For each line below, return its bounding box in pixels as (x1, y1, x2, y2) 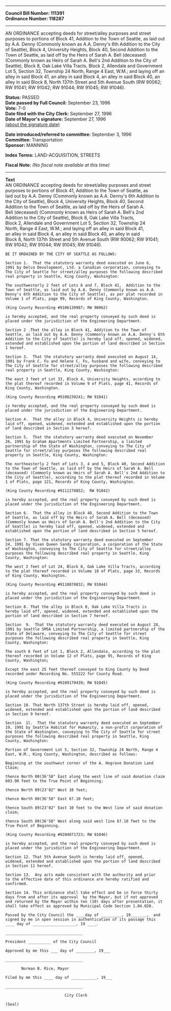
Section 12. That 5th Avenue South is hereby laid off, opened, (5, 854, 145, 859)
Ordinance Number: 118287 (5, 16, 65, 21)
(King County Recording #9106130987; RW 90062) (5, 305, 108, 310)
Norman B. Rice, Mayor (21, 966, 70, 971)
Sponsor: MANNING (5, 142, 48, 148)
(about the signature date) (5, 121, 60, 128)
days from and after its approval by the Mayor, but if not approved (5, 895, 158, 900)
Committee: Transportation (5, 137, 63, 143)
